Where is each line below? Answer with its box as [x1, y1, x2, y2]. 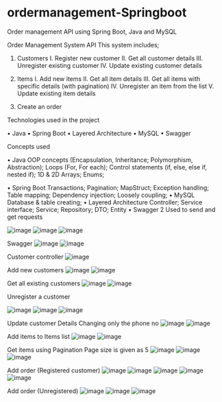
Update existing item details [16, 89, 96, 97]
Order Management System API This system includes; [7, 40, 160, 49]
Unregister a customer [7, 292, 71, 300]
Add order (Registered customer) [7, 366, 101, 375]
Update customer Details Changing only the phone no [7, 319, 159, 327]
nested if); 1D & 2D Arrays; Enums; [7, 170, 105, 178]
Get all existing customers [7, 279, 81, 287]
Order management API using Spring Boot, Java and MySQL [7, 27, 177, 36]
